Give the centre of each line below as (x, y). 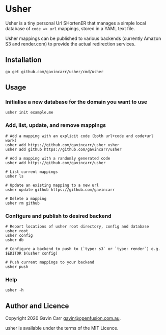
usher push (17, 267)
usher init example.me (29, 113)
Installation (23, 60)
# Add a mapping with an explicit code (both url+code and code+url (79, 136)
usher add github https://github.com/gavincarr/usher (64, 149)
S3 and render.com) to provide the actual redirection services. (71, 43)
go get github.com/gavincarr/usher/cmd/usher (54, 72)
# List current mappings (32, 172)
